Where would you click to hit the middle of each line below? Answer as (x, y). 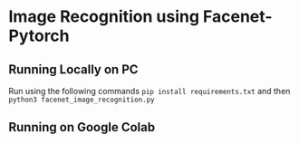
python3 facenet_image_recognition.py (82, 100)
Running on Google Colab (82, 127)
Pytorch (39, 36)
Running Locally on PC (73, 69)
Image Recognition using (104, 17)
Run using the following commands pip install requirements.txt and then (149, 91)
